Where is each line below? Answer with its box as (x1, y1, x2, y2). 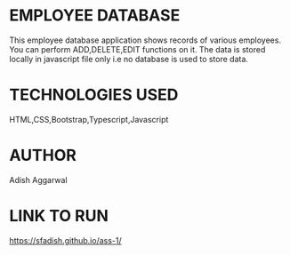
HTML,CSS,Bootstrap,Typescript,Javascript (9, 114, 169, 124)
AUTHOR (9, 146, 77, 165)
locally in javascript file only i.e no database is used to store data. (9, 53, 249, 64)
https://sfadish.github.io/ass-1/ (9, 235, 122, 245)
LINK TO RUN (9, 206, 109, 226)
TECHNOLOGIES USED (9, 85, 179, 105)
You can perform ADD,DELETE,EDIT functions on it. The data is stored (9, 44, 266, 54)
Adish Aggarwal (9, 174, 68, 185)
